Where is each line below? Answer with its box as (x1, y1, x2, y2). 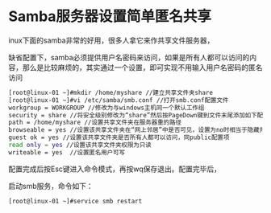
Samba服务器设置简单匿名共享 (8, 7, 212, 26)
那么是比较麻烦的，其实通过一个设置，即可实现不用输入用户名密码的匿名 (22, 62, 263, 72)
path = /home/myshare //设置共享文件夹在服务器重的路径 (8, 118, 182, 127)
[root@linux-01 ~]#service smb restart (8, 197, 143, 205)
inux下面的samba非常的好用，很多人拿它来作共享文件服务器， (8, 35, 215, 45)
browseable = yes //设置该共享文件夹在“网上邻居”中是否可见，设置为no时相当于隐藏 (8, 126, 260, 134)
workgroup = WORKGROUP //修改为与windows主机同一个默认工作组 (8, 104, 205, 112)
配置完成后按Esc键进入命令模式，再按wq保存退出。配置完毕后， (8, 164, 222, 174)
